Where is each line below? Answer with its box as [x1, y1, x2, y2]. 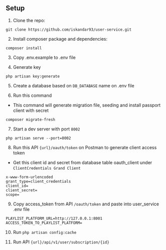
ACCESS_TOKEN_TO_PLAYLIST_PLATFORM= [6, 220, 82, 225]
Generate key [13, 64, 41, 70]
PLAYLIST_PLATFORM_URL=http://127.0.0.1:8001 [6, 216, 102, 221]
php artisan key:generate [6, 74, 60, 79]
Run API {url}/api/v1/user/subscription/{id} [13, 238, 110, 245]
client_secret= [6, 188, 38, 193]
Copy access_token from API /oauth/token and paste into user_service [13, 201, 159, 207]
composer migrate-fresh [6, 117, 56, 122]
